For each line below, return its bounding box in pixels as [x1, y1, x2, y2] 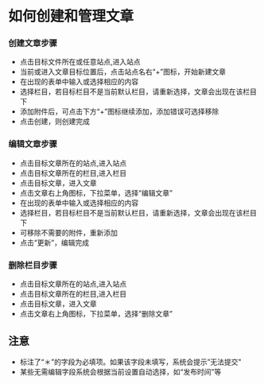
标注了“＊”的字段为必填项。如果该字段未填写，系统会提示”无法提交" [19, 357, 242, 367]
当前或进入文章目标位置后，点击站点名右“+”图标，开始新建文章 [19, 67, 227, 76]
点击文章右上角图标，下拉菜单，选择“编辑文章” [19, 188, 173, 197]
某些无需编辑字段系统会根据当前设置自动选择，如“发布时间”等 [19, 367, 222, 376]
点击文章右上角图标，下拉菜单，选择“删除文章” [19, 309, 173, 319]
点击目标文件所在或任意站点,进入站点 [19, 57, 141, 67]
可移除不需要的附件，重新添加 [19, 227, 118, 237]
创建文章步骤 [8, 37, 58, 48]
